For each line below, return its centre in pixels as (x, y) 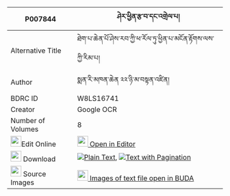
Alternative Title (36, 51)
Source (35, 174)
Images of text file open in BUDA (142, 178)
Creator (23, 110)
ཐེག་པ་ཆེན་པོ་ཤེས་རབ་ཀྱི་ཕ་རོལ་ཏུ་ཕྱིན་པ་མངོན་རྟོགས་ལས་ (145, 39)
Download (39, 159)
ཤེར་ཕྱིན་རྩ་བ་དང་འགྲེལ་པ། (148, 16)
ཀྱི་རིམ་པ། (89, 58)
